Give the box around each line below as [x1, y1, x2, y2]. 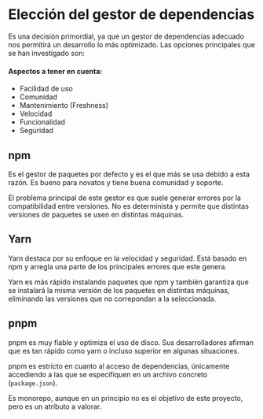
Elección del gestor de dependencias [8, 6, 255, 24]
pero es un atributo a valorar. [8, 402, 102, 411]
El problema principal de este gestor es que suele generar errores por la [8, 193, 242, 202]
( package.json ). [8, 378, 58, 387]
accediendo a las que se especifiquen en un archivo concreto [8, 369, 208, 379]
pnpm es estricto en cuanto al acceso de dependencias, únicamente [8, 361, 230, 371]
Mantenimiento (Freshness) [19, 101, 108, 110]
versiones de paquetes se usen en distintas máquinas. [8, 209, 184, 219]
